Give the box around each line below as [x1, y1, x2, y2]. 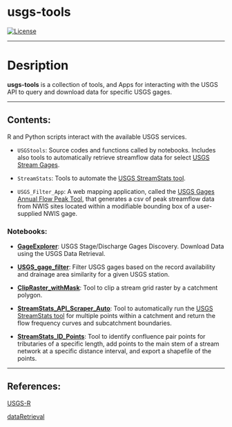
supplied [17, 209, 43, 217]
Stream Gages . [17, 160, 60, 169]
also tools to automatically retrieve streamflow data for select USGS [17, 153, 210, 161]
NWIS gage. [43, 209, 78, 217]
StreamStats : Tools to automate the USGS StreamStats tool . [17, 174, 186, 182]
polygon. [17, 290, 43, 299]
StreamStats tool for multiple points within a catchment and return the [17, 311, 216, 319]
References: [7, 381, 61, 393]
